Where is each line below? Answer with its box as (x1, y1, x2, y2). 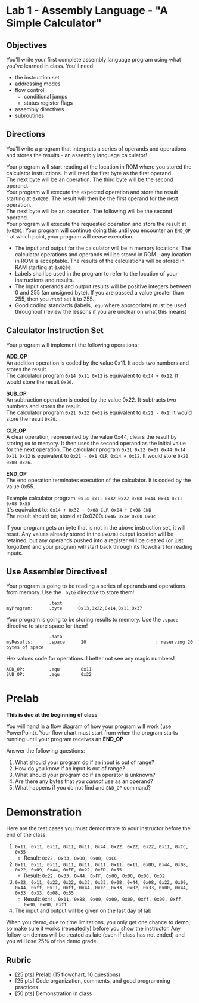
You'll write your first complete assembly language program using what (6, 56, 182, 63)
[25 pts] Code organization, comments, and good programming (14, 977, 171, 984)
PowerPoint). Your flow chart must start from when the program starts (6, 729, 178, 736)
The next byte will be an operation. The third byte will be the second (6, 176, 174, 183)
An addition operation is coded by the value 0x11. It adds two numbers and (6, 359, 189, 366)
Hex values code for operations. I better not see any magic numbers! (6, 655, 175, 662)
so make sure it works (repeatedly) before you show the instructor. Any (6, 925, 181, 932)
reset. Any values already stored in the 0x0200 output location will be (6, 530, 174, 537)
